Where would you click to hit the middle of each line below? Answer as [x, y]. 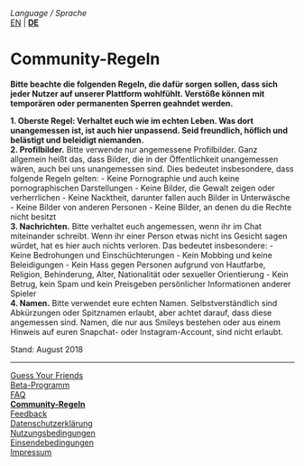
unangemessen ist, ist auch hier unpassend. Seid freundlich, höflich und [149, 130]
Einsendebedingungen [52, 443]
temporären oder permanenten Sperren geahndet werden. [122, 103]
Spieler [23, 294]
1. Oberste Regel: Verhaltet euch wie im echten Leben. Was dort [132, 120]
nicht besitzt [33, 217]
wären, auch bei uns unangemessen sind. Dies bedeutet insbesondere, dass [152, 168]
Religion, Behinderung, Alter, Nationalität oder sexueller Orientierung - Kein [149, 274]
